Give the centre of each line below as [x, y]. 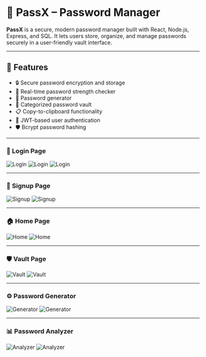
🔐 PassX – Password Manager [83, 13]
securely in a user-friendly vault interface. [59, 42]
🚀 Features [27, 68]
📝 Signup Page [29, 186]
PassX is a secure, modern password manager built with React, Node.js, [98, 29]
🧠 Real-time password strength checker [65, 91]
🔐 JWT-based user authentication [58, 120]
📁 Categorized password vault [53, 104]
